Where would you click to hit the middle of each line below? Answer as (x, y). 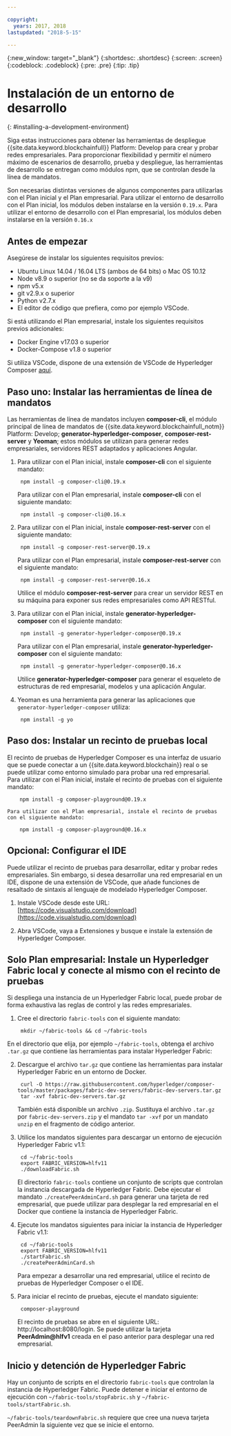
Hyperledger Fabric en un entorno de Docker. (82, 1072)
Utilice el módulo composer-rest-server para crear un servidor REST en (120, 592)
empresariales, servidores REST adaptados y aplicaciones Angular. (102, 448)
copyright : (23, 19)
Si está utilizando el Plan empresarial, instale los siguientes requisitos (106, 321)
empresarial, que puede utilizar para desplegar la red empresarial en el (118, 1204)
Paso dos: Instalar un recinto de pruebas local (108, 741)
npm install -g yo (47, 719)
